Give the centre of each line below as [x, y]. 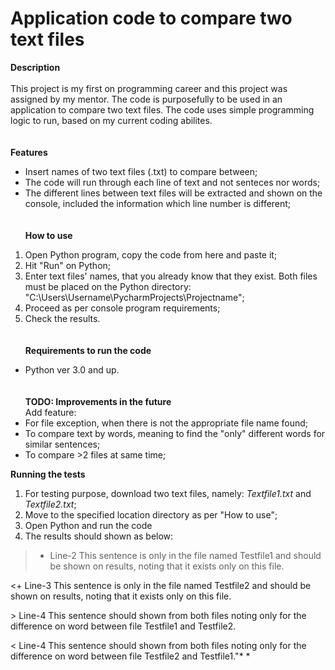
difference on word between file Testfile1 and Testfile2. [123, 626]
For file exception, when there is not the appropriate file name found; [166, 423]
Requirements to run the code [88, 350]
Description [35, 67]
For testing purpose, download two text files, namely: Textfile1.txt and [168, 493]
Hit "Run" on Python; [68, 265]
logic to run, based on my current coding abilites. [111, 120]
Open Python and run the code [88, 525]
